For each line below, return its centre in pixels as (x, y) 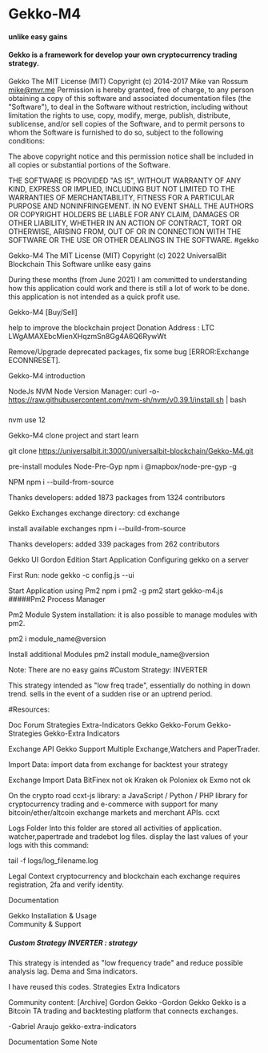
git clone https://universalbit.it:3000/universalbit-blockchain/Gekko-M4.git (131, 451)
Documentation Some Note (53, 1042)
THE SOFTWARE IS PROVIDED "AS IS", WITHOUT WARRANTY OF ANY (125, 180)
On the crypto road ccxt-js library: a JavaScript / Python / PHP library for (128, 796)
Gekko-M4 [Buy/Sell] (43, 312)
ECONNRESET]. (34, 360)
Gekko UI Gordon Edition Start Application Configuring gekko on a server (129, 560)
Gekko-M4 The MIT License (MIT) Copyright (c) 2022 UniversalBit (117, 255)
